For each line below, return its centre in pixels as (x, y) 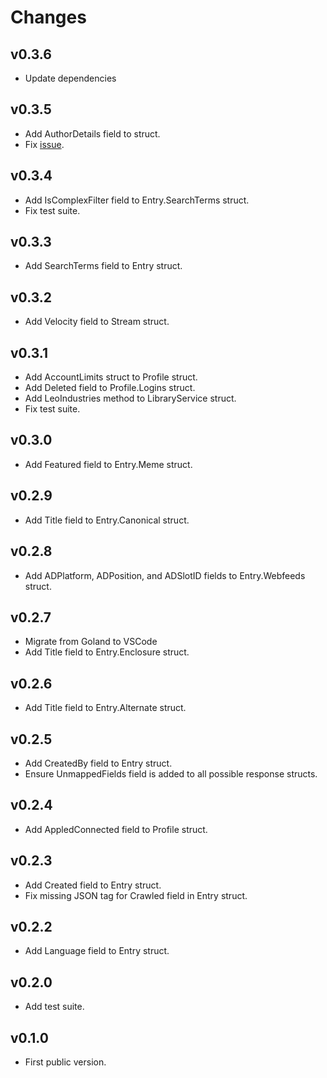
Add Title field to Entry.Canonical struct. (107, 520)
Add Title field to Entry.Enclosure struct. (107, 652)
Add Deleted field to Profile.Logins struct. (110, 388)
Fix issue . (44, 144)
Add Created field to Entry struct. (93, 885)
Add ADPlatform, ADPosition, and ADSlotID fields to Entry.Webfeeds (165, 575)
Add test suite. (54, 1007)
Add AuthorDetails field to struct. (92, 133)
